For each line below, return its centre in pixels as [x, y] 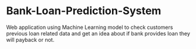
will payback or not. [30, 40]
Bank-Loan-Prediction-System [84, 11]
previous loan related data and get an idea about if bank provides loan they [98, 33]
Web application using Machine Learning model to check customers [90, 27]
